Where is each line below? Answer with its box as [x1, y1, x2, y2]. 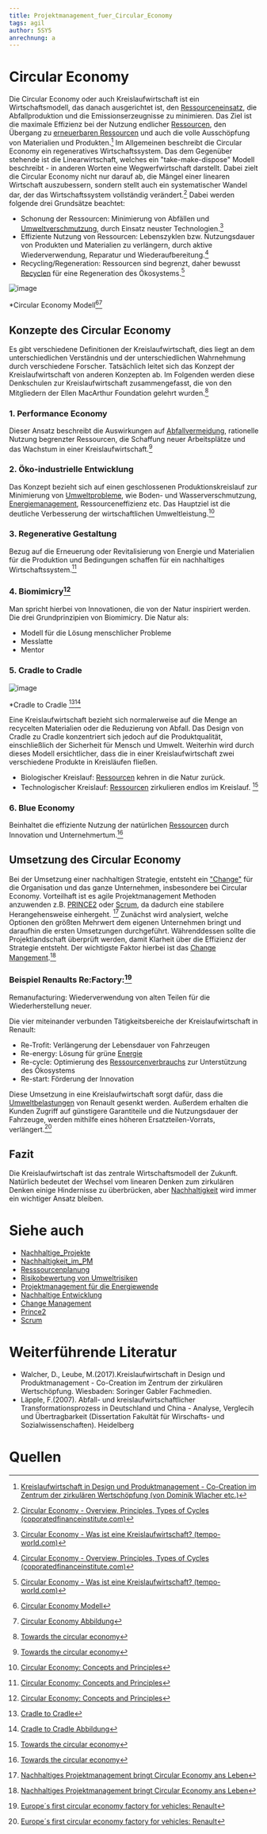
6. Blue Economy [9, 802, 75, 813]
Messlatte [20, 636, 53, 646]
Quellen [9, 1448, 62, 1466]
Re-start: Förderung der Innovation [20, 1074, 135, 1083]
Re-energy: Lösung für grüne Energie [20, 1048, 143, 1058]
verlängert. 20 [9, 1123, 52, 1134]
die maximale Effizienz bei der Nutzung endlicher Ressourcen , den [9, 120, 227, 130]
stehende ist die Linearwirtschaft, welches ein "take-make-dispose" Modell [9, 154, 255, 164]
